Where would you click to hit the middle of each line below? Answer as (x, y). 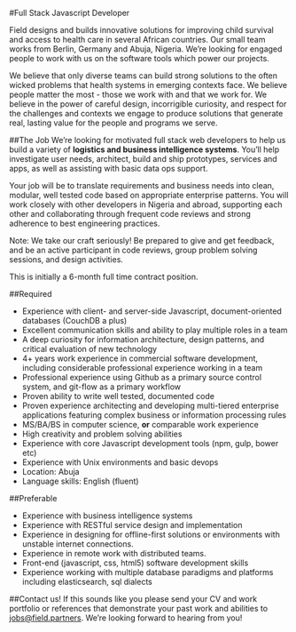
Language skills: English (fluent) (80, 481)
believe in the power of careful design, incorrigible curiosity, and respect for (148, 104)
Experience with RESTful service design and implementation (132, 525)
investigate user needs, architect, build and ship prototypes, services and (143, 159)
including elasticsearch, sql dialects (87, 582)
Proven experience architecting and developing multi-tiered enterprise (150, 405)
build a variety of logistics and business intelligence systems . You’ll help (144, 149)
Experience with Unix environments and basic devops (120, 462)
